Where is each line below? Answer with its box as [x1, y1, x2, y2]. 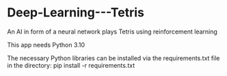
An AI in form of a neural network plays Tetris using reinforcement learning [7, 27, 217, 36]
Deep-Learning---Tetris [7, 5, 145, 21]
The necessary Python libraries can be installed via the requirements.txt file [7, 53, 220, 62]
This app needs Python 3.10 [7, 40, 85, 49]
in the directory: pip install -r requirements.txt [7, 61, 135, 69]
